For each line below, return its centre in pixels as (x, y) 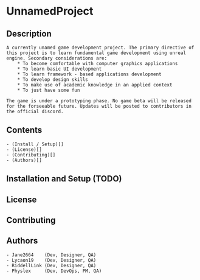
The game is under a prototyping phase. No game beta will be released (99, 101)
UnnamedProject (50, 11)
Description (29, 34)
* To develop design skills (53, 80)
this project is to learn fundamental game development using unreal (96, 53)
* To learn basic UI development (60, 69)
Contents (24, 130)
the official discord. (35, 111)
